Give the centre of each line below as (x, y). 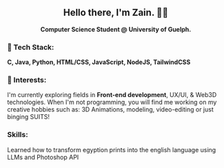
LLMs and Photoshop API (43, 157)
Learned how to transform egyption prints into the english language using (112, 149)
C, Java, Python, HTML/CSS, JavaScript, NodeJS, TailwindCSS (99, 62)
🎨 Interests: (27, 80)
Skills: (18, 135)
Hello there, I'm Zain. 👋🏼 (116, 13)
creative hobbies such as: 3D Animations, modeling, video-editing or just (110, 109)
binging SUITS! (29, 117)
